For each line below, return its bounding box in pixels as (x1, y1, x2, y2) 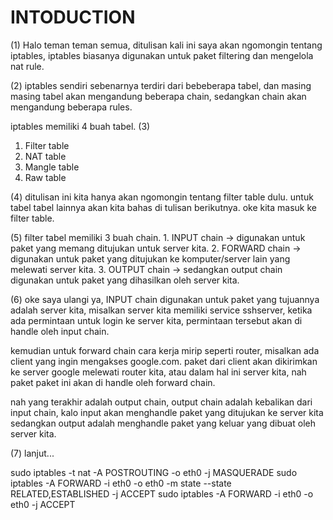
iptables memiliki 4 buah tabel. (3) (10, 120, 151, 132)
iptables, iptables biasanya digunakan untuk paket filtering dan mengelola (10, 49, 314, 61)
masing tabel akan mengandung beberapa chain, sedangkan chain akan (10, 90, 307, 102)
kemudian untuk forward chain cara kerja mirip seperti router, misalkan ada (10, 344, 320, 356)
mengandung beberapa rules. (10, 101, 133, 113)
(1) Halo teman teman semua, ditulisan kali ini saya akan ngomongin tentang (10, 39, 323, 51)
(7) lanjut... (10, 447, 55, 459)
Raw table (24, 171, 67, 183)
